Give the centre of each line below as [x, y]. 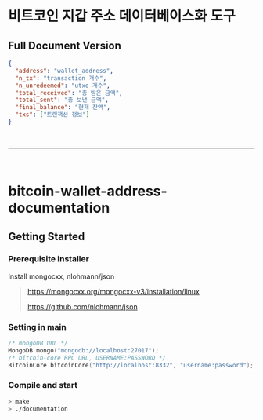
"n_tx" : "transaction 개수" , [61, 78]
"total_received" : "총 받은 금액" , [69, 93]
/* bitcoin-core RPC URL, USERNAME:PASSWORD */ [87, 358]
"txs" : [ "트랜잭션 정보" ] [52, 115]
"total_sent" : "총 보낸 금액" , [62, 100]
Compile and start [43, 385]
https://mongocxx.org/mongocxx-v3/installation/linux [113, 291]
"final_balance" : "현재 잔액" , [63, 108]
